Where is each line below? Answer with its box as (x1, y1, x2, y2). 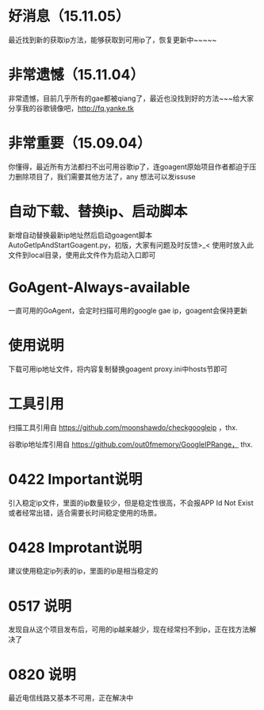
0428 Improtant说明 (8, 539, 143, 556)
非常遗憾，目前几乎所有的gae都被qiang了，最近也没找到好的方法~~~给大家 (8, 93, 254, 103)
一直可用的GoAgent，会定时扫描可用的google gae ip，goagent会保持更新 (8, 305, 248, 315)
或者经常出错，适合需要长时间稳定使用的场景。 (8, 508, 161, 517)
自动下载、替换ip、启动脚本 (8, 203, 188, 221)
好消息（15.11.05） (8, 7, 130, 25)
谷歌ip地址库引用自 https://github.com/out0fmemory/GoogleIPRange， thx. (8, 439, 254, 449)
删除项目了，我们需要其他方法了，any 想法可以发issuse (14, 171, 196, 181)
